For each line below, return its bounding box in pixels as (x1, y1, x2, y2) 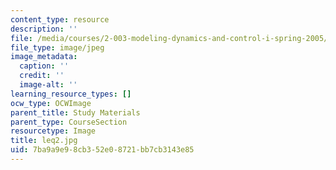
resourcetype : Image (10, 126, 97, 136)
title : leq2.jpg (10, 136, 78, 146)
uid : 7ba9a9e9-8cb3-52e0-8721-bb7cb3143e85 (10, 145, 195, 155)
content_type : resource (10, 14, 110, 25)
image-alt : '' (19, 80, 78, 90)
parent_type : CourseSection (10, 117, 128, 127)
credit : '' (19, 71, 65, 81)
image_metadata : (10, 52, 78, 62)
